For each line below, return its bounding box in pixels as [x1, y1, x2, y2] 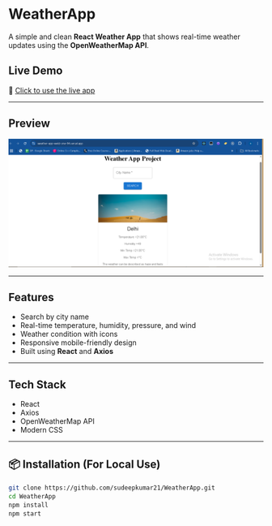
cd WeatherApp [8, 492, 57, 500]
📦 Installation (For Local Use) [8, 457, 161, 471]
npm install [8, 501, 49, 509]
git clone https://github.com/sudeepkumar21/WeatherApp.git [8, 484, 216, 492]
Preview [8, 117, 51, 131]
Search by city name [19, 312, 89, 321]
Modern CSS [19, 425, 63, 435]
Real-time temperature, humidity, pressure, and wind [19, 321, 197, 330]
